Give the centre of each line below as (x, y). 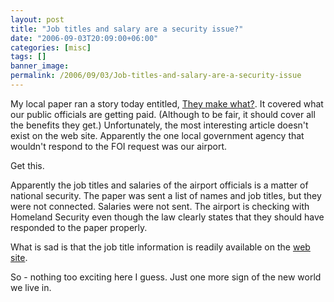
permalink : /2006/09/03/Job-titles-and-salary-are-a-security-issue (156, 76)
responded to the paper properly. (79, 227)
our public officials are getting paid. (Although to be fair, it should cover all (163, 114)
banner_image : (40, 66)
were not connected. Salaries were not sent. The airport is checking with (160, 206)
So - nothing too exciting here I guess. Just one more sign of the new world (166, 277)
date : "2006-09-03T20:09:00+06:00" (84, 38)
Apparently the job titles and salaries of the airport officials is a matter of (159, 185)
